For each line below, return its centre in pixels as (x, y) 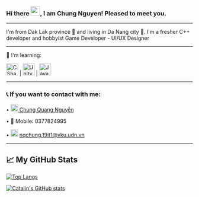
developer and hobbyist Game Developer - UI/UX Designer (78, 38)
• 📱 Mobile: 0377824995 (36, 121)
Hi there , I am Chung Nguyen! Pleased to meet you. (86, 13)
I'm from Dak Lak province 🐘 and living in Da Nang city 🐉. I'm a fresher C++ (98, 32)
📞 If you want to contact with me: (53, 94)
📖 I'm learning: (24, 55)
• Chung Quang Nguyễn (40, 109)
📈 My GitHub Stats (42, 159)
